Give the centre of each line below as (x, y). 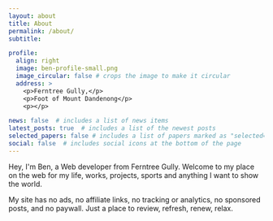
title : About (30, 24)
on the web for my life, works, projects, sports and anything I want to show (134, 175)
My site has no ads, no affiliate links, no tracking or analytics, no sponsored (135, 199)
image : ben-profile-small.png (67, 69)
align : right (38, 61)
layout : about (32, 16)
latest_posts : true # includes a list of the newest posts (113, 128)
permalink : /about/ (41, 31)
